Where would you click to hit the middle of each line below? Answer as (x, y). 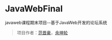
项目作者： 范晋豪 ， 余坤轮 (42, 32)
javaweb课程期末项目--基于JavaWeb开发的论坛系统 (56, 22)
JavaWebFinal (34, 9)
